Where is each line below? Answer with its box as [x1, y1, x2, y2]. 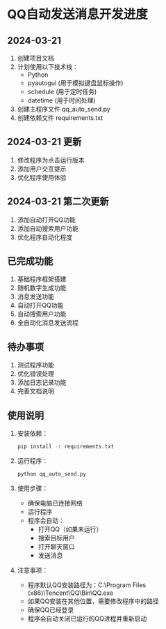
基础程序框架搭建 [17, 275, 67, 283]
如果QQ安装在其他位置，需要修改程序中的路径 [27, 597, 160, 605]
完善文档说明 [17, 387, 54, 395]
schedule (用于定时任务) [27, 88, 97, 96]
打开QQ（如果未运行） [38, 524, 103, 533]
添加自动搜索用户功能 [17, 224, 78, 232]
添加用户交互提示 [17, 165, 67, 173]
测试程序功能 [17, 361, 54, 370]
